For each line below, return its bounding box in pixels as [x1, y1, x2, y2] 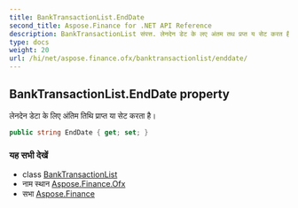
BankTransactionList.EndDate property [9, 87, 231, 102]
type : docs [9, 37, 50, 47]
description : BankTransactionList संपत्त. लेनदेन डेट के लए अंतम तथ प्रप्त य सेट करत [9, 29, 283, 38]
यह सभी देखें [9, 149, 49, 161]
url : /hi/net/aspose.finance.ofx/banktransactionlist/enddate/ [9, 54, 248, 63]
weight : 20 [9, 46, 50, 55]
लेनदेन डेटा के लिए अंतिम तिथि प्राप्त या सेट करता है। [9, 110, 157, 120]
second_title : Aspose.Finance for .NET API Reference [9, 21, 213, 30]
